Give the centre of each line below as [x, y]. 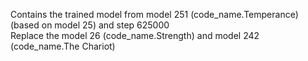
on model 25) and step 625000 [105, 25]
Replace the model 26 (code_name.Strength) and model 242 [135, 35]
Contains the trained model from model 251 [99, 14]
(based [25, 25]
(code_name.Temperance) [244, 14]
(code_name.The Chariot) [63, 46]
